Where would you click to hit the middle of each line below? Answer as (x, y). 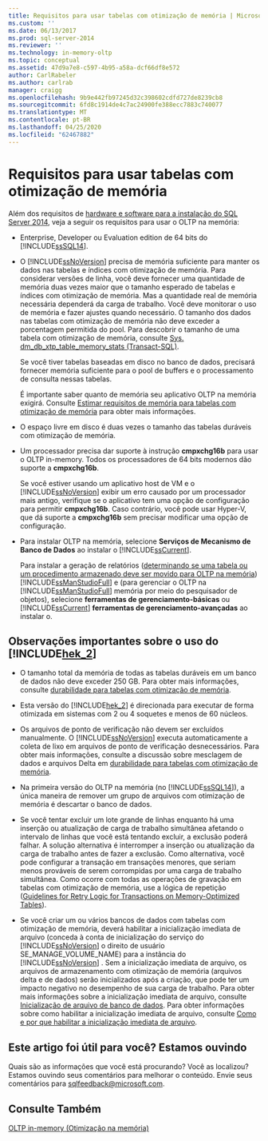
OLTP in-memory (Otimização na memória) (79, 1128)
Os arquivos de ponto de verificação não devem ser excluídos (122, 729)
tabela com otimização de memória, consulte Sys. (102, 337)
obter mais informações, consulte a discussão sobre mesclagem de (131, 755)
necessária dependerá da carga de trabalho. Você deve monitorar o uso (138, 304)
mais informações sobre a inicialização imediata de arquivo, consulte (133, 997)
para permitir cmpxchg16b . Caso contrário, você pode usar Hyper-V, (133, 509)
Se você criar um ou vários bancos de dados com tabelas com (122, 920)
